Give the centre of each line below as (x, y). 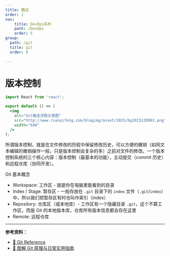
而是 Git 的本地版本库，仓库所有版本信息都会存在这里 (81, 211)
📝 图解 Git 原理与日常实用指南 (43, 248)
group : (12, 38)
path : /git (21, 43)
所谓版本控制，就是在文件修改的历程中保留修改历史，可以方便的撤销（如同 (83, 145)
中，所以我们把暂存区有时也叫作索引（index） (60, 198)
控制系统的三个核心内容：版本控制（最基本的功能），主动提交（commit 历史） (84, 158)
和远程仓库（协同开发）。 (31, 164)
